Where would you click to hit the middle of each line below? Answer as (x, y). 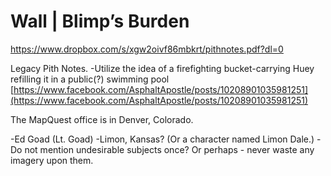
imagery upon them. (52, 160)
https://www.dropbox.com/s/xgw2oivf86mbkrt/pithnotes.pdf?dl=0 (147, 49)
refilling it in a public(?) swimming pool (90, 79)
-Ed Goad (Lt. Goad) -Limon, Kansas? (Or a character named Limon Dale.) (162, 139)
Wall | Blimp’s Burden (100, 21)
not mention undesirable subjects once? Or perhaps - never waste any (169, 149)
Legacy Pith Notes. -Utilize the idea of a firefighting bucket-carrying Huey (162, 68)
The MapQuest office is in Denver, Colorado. (102, 119)
